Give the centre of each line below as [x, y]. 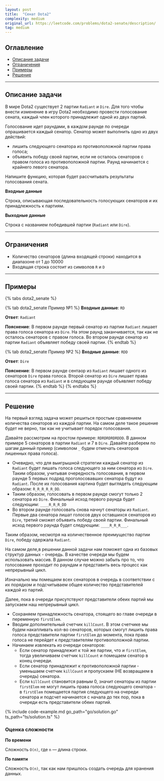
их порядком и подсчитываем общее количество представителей [74, 585]
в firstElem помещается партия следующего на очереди [79, 692]
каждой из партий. [24, 590]
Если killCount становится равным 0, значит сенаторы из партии [88, 681]
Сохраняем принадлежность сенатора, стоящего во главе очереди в [84, 614]
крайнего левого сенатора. [41, 167]
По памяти [17, 759]
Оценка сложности [29, 730]
